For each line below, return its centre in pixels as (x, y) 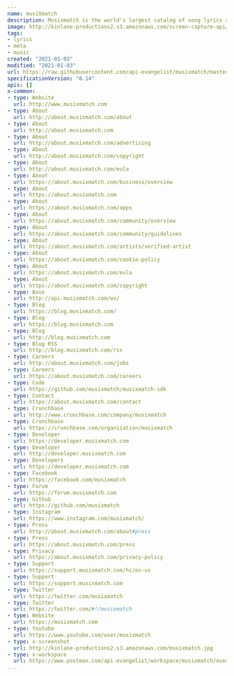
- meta (17, 46)
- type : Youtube (31, 629)
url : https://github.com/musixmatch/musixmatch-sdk (90, 389)
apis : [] (20, 85)
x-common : (22, 91)
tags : (15, 33)
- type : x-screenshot (39, 641)
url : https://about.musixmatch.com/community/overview (95, 221)
